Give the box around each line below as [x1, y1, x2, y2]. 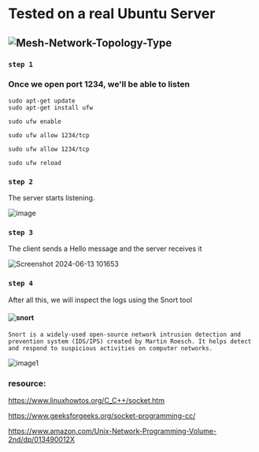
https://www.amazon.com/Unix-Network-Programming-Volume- [8, 427, 217, 436]
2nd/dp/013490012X [8, 435, 75, 444]
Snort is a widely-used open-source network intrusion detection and [8, 331, 242, 338]
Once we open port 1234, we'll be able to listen [8, 79, 191, 90]
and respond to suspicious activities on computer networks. [8, 344, 213, 352]
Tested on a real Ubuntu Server [8, 5, 216, 23]
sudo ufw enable [8, 118, 61, 125]
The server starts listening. [8, 193, 95, 203]
